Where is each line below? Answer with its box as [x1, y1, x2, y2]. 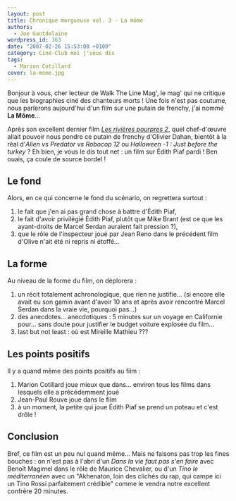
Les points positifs [7, 348, 90, 360]
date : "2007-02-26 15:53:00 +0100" [7, 43, 112, 50]
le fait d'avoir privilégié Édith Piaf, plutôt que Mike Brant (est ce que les [17, 215, 223, 223]
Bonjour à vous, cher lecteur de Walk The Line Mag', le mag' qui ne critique [7, 89, 225, 97]
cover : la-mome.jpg [7, 69, 65, 76]
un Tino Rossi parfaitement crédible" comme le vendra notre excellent [7, 479, 211, 488]
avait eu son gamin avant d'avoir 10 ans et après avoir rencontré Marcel [17, 297, 225, 307]
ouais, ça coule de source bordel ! [7, 154, 106, 163]
